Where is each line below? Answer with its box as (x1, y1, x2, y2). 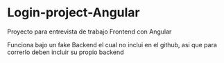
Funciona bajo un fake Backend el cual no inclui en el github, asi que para (7, 40, 217, 49)
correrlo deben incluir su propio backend (7, 48, 124, 56)
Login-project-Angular (7, 5, 140, 21)
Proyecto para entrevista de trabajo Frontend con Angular (7, 27, 172, 36)
